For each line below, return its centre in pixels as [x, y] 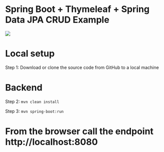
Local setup [30, 54]
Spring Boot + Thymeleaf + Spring [77, 9]
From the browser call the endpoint [79, 131]
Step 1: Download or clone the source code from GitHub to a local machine [82, 67]
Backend [24, 88]
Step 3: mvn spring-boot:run [34, 111]
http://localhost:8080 [51, 142]
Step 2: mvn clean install [32, 101]
